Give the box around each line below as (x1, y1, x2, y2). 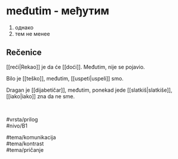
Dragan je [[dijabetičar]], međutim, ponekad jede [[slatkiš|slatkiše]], (6, 86, 173, 93)
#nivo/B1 (6, 122, 28, 129)
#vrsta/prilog (6, 116, 38, 123)
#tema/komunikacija (6, 133, 56, 141)
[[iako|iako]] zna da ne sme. (6, 92, 75, 99)
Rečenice (6, 48, 42, 58)
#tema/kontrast (6, 140, 44, 147)
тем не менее (14, 30, 50, 37)
